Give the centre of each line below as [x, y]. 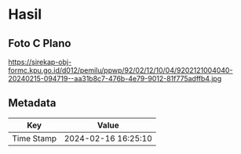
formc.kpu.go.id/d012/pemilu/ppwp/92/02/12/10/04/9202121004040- [120, 70]
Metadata [32, 103]
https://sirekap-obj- [40, 62]
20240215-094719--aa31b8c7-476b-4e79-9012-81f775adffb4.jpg [115, 79]
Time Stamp [35, 138]
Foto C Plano [40, 43]
